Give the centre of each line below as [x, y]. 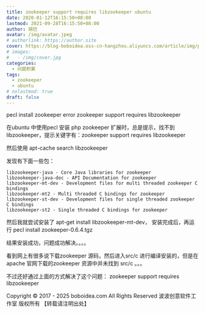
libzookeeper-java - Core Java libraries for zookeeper [79, 172]
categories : [21, 63]
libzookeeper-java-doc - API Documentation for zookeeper [81, 178]
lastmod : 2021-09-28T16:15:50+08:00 [53, 23]
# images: [19, 52]
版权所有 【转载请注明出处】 [54, 303]
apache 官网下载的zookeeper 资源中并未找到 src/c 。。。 [76, 263]
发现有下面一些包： [31, 161]
